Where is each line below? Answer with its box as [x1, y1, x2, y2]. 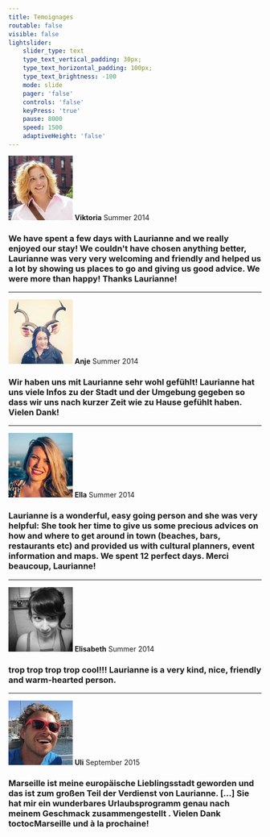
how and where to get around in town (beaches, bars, [8, 531, 221, 542]
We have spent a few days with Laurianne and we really [8, 232, 229, 244]
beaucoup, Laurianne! [8, 560, 96, 572]
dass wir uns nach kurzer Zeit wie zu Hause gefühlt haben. [8, 397, 243, 408]
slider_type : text [22, 47, 84, 56]
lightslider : [8, 39, 52, 47]
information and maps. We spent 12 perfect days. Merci [8, 551, 229, 562]
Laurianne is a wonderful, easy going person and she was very [8, 510, 259, 522]
